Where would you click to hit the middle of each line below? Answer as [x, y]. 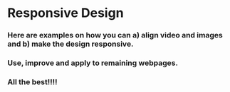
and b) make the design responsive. [70, 44]
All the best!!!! [33, 81]
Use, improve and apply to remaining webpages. [93, 63]
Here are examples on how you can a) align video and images [115, 35]
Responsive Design [66, 13]
